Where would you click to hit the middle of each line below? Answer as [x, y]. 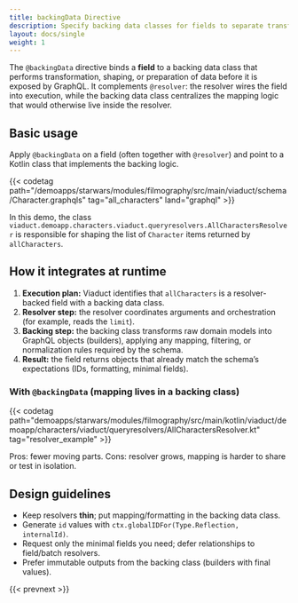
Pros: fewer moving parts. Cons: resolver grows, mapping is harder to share [148, 456]
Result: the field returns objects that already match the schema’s [141, 359]
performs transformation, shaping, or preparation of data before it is [133, 77]
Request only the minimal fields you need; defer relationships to [138, 543]
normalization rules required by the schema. [102, 349]
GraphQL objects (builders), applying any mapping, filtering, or [137, 340]
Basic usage [43, 133]
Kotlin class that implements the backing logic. [94, 164]
